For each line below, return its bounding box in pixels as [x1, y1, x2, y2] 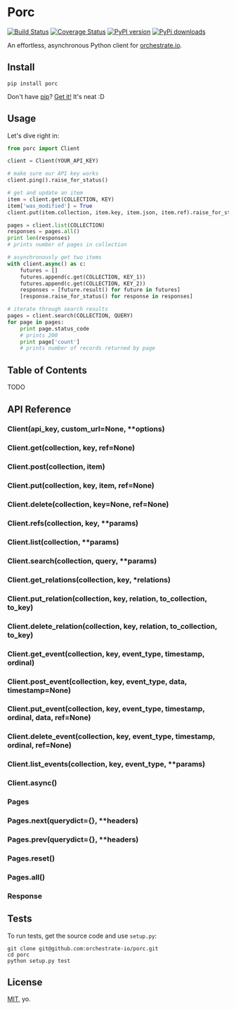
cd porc [7, 951, 30, 958]
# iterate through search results [7, 306, 109, 313]
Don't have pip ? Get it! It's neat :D [7, 92, 105, 100]
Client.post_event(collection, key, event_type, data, [7, 677, 188, 686]
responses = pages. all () [7, 228, 80, 235]
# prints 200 [20, 331, 58, 339]
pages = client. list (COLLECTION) [7, 222, 105, 229]
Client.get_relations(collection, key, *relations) [7, 575, 171, 585]
